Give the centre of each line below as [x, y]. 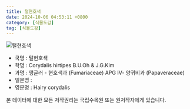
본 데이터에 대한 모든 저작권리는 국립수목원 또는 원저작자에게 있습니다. [86, 100]
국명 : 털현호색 [31, 58]
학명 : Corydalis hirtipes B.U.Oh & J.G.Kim [64, 65]
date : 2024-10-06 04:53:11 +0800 [47, 17]
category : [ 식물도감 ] [30, 22]
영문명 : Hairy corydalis [42, 87]
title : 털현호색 [24, 11]
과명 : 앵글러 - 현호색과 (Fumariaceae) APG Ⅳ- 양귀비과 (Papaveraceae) [100, 73]
